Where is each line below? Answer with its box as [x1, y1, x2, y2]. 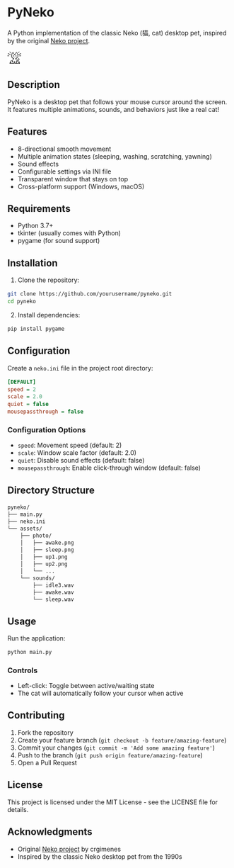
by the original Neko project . [7, 36, 90, 45]
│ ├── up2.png [20, 560, 69, 568]
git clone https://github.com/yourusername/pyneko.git [7, 291, 172, 298]
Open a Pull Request [17, 758, 78, 767]
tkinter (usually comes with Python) [17, 229, 122, 237]
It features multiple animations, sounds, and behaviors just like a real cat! [7, 105, 220, 113]
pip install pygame [7, 325, 65, 332]
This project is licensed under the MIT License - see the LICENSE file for [7, 798, 218, 806]
